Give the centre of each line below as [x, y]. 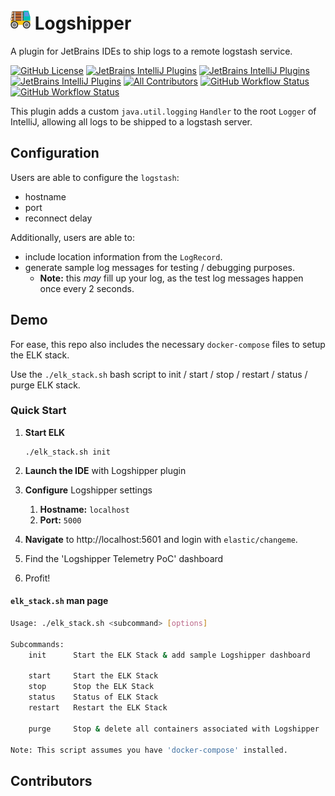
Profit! [37, 578]
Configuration [55, 153]
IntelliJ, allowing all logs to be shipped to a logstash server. [131, 121]
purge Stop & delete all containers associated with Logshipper [174, 729]
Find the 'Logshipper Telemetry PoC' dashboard [124, 558]
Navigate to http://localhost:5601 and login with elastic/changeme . [161, 539]
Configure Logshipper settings [88, 490]
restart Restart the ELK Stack [98, 708]
